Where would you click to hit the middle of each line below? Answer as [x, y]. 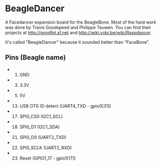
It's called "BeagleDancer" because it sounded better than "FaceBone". [78, 42]
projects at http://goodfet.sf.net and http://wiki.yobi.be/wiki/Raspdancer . [78, 32]
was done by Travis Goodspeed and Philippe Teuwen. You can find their [78, 27]
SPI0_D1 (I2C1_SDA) [40, 127]
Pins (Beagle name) [35, 58]
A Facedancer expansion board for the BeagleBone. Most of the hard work [81, 22]
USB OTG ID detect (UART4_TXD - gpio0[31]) [65, 106]
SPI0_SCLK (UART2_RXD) [46, 147]
